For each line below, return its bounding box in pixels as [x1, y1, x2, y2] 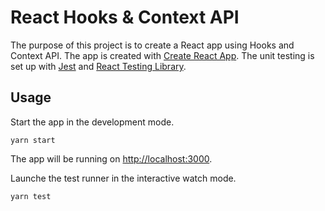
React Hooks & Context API [10, 6, 240, 29]
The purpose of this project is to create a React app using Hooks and [10, 39, 295, 51]
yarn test [10, 191, 52, 201]
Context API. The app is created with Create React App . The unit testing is [10, 49, 315, 61]
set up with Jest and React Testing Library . [10, 60, 187, 72]
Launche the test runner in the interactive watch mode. [10, 172, 237, 184]
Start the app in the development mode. [10, 116, 175, 128]
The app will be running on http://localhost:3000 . [10, 152, 213, 165]
